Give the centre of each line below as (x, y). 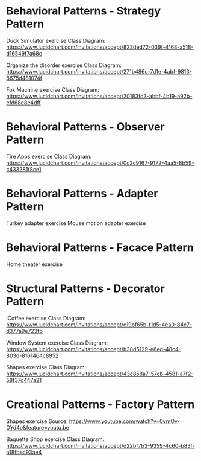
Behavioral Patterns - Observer (85, 127)
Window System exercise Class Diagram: (57, 343)
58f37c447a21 (24, 380)
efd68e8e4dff (23, 102)
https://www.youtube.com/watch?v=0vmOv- (124, 421)
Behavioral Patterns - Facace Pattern (100, 247)
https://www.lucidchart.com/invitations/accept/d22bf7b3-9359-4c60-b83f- (100, 445)
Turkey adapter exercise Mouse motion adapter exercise (76, 223)
